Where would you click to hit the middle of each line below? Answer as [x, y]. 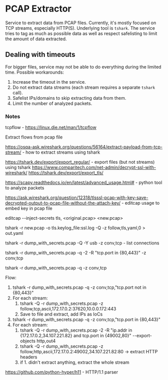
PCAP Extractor [38, 9]
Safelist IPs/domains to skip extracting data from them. [69, 98]
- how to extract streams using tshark [61, 152]
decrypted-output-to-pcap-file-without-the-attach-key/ [63, 203]
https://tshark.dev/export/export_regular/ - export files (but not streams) [80, 162]
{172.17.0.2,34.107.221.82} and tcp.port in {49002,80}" [76, 336]
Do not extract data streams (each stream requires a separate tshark [84, 87]
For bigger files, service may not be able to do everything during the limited [83, 67]
